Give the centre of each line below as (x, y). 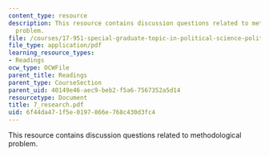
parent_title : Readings (48, 75)
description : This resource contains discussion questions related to (128, 23)
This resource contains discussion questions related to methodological (125, 135)
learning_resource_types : (51, 53)
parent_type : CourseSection (55, 82)
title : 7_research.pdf (46, 105)
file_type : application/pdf (55, 46)
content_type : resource (48, 16)
